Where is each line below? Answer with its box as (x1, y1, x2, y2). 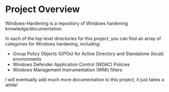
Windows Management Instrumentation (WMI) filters (12, 67, 123, 73)
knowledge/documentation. (5, 25, 63, 31)
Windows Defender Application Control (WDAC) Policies (12, 61, 130, 67)
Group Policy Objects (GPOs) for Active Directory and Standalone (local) (12, 51, 164, 57)
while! (5, 82, 18, 88)
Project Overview (5, 4, 80, 15)
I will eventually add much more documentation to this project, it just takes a (5, 76, 164, 82)
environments (12, 56, 42, 62)
